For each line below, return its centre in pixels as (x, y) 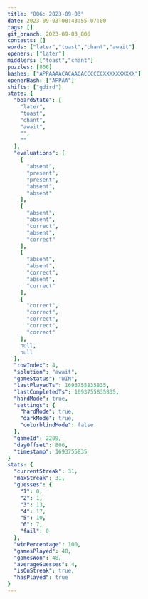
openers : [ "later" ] (36, 54)
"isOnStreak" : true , (44, 571)
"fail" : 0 (35, 531)
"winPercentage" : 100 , (47, 544)
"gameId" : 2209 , (38, 438)
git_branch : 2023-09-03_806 (49, 34)
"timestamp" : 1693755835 (51, 451)
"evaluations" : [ (39, 153)
